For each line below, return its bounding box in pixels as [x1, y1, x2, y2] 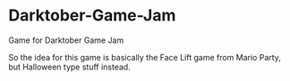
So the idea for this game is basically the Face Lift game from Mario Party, [8, 52, 281, 62]
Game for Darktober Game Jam [8, 35, 124, 45]
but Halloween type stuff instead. [8, 61, 131, 72]
